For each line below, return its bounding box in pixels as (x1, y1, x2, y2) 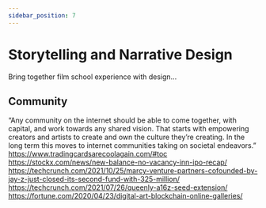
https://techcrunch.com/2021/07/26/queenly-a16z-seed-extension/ (8, 183, 228, 192)
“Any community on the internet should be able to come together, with (8, 115, 237, 125)
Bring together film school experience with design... (8, 72, 177, 81)
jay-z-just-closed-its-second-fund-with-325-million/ (8, 175, 180, 184)
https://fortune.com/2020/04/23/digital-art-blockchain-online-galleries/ (8, 191, 243, 201)
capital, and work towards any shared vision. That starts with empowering (8, 124, 249, 134)
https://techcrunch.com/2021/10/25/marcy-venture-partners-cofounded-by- (8, 166, 258, 176)
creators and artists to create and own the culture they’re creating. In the (8, 132, 245, 142)
